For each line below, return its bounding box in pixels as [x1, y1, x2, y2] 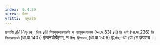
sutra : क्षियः [5, 12, 28, 16]
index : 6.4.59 [5, 7, 36, 12]
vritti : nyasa [5, 16, 36, 21]
